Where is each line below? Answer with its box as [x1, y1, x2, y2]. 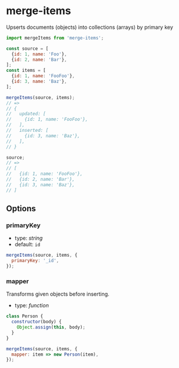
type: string [14, 234, 43, 242]
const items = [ [6, 68, 46, 74]
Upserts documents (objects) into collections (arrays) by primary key [6, 24, 174, 31]
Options [6, 204, 37, 214]
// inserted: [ [6, 128, 49, 134]
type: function [14, 302, 49, 309]
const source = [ [6, 45, 49, 51]
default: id [14, 241, 41, 248]
